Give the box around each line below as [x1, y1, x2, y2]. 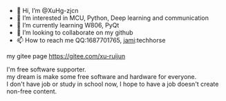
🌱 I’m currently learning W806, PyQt [16, 21, 120, 29]
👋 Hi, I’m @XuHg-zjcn [16, 7, 79, 14]
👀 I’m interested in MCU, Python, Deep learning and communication [16, 14, 209, 22]
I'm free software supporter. [6, 65, 87, 74]
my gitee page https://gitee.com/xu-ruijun [6, 52, 126, 60]
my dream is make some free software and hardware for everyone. [6, 73, 197, 80]
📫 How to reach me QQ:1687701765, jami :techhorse [16, 36, 166, 44]
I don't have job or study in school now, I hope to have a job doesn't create [6, 80, 219, 88]
